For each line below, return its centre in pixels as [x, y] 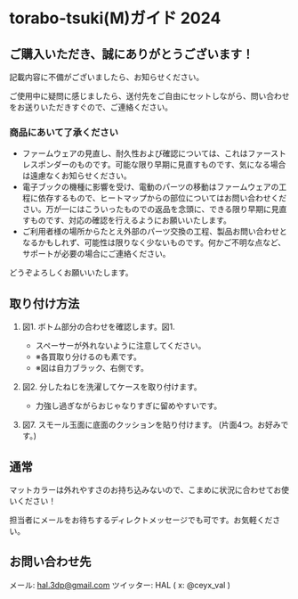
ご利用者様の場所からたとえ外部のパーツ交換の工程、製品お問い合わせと [154, 232]
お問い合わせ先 [50, 562]
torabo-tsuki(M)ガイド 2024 [115, 18]
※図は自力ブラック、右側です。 [92, 368]
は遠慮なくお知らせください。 [77, 176]
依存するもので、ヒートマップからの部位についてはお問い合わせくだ [162, 198]
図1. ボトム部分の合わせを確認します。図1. [98, 327]
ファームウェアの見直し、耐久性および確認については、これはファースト [154, 153]
